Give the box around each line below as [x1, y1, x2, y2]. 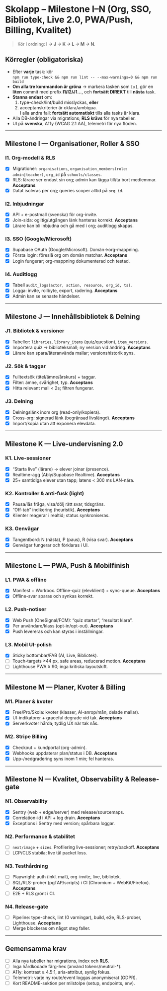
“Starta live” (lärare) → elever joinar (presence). [12, 466, 110, 472]
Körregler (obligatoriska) [5, 56, 83, 64]
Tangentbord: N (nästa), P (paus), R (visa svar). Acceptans [12, 536, 133, 542]
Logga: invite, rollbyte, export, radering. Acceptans [12, 287, 118, 294]
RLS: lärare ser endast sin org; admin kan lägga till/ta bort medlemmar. [12, 176, 157, 182]
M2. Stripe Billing [5, 733, 48, 740]
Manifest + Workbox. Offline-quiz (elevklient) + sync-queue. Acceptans [12, 588, 161, 594]
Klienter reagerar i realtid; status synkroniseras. [12, 513, 110, 519]
